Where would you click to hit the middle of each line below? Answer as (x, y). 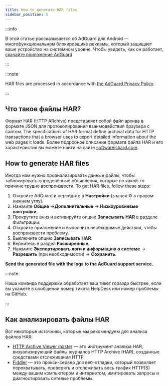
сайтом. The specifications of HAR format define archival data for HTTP (80, 132)
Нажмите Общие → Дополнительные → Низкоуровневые (75, 206)
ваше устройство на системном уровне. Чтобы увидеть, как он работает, (84, 49)
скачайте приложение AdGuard (39, 54)
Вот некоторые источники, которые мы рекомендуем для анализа (76, 331)
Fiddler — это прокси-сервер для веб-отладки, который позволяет (84, 362)
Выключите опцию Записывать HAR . (52, 238)
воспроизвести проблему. (41, 233)
